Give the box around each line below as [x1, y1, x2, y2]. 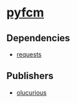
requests [16, 50, 42, 58]
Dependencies [6, 32, 70, 44]
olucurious [16, 88, 47, 97]
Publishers [6, 70, 54, 82]
